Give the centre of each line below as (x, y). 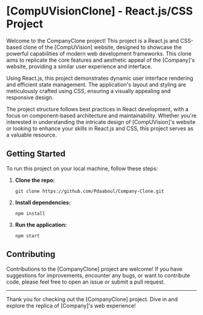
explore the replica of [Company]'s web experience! (71, 305)
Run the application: (41, 224)
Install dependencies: (43, 202)
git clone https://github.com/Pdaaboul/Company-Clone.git (89, 191)
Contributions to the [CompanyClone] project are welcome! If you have (95, 269)
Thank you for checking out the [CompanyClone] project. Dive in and (92, 299)
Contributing (31, 254)
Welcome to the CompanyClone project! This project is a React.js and (93, 41)
